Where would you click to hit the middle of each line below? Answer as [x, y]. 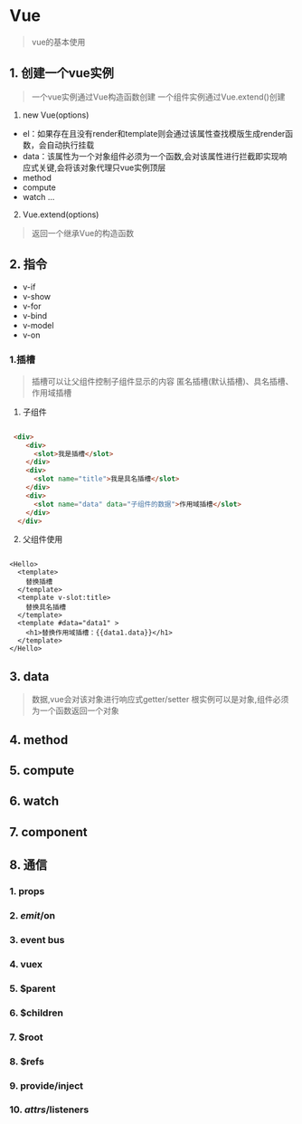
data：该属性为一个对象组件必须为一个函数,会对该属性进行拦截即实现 [151, 156]
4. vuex [26, 964]
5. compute [42, 771]
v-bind [35, 315]
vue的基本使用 [58, 42]
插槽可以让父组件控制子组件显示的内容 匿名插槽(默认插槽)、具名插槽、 [162, 381]
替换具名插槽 [46, 607]
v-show [37, 296]
